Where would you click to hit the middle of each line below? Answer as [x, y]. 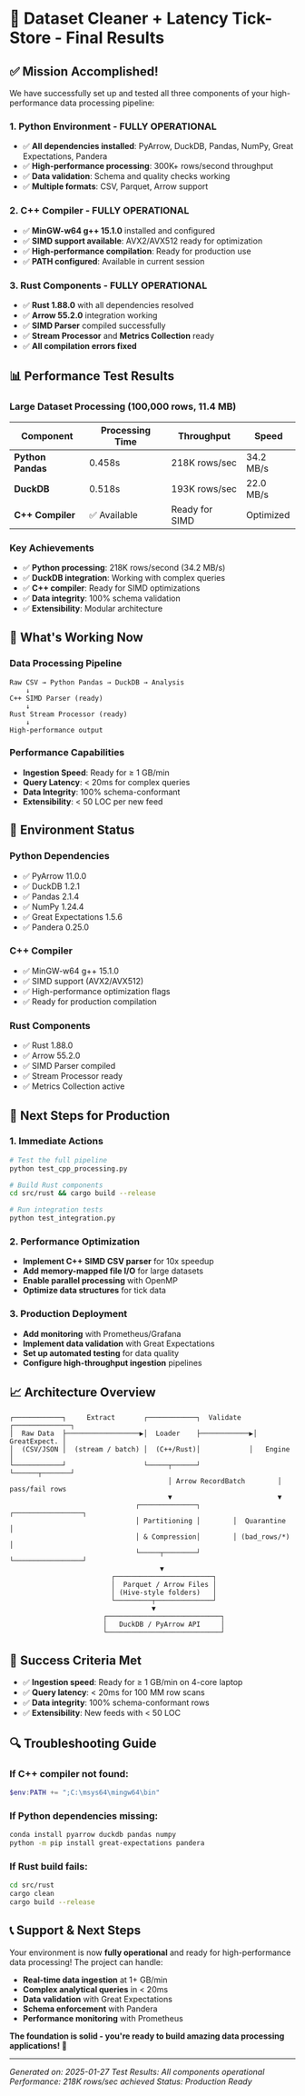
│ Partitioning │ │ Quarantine [210, 1522]
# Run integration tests [56, 1210]
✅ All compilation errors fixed [80, 345]
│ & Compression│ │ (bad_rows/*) [212, 1537]
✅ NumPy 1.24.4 [53, 906]
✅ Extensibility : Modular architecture [93, 608]
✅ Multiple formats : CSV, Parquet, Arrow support [115, 186]
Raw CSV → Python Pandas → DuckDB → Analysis [97, 682]
